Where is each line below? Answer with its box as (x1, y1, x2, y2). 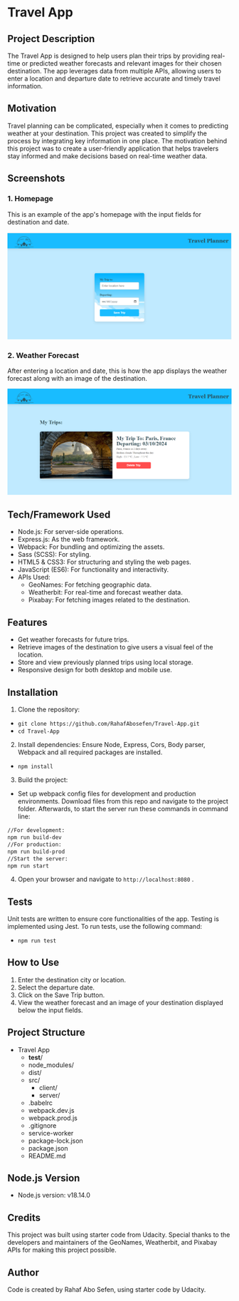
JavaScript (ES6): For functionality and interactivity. (17, 565, 169, 574)
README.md (28, 1151, 66, 1160)
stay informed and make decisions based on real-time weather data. (7, 151, 208, 160)
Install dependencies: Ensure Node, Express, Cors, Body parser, (17, 741, 206, 749)
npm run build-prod (7, 848, 65, 855)
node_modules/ (28, 1060, 75, 1069)
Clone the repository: (17, 705, 80, 714)
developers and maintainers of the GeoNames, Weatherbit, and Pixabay (7, 1238, 218, 1247)
